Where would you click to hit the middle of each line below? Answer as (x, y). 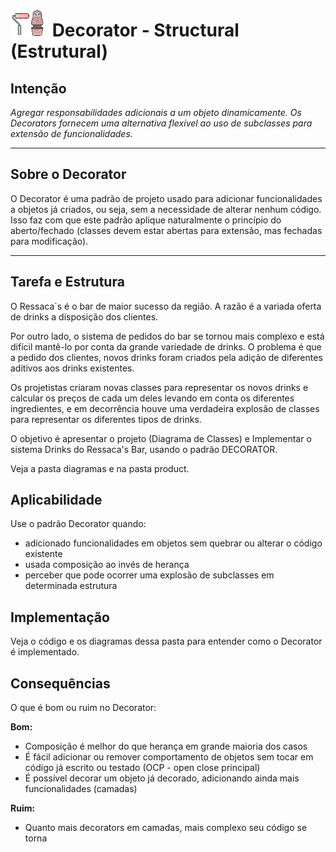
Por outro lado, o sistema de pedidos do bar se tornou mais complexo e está (167, 336)
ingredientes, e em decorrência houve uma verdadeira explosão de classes (165, 408)
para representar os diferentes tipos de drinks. (106, 419)
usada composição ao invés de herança (107, 565)
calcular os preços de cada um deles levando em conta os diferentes (152, 398)
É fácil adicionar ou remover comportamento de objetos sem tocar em (169, 757)
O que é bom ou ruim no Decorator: (83, 708)
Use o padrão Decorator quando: (78, 524)
